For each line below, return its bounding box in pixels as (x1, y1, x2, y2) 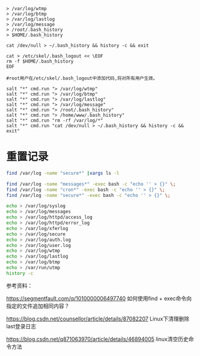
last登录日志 (6, 322, 37, 329)
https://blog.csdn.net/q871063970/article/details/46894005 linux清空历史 (6, 335, 189, 343)
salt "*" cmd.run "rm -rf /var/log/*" (6, 117, 103, 123)
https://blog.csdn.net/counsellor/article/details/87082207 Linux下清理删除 (6, 315, 190, 322)
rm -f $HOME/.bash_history (6, 58, 74, 64)
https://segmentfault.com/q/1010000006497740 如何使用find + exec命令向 (6, 295, 192, 302)
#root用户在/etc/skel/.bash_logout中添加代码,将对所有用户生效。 (6, 75, 158, 81)
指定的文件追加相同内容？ (6, 302, 70, 310)
